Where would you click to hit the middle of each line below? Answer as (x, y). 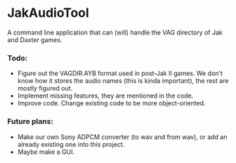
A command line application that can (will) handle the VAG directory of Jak (115, 32)
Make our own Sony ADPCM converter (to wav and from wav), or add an (122, 137)
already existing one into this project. (71, 144)
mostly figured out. (45, 89)
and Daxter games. (35, 39)
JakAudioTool (48, 13)
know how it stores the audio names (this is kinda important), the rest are (123, 81)
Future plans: (31, 122)
